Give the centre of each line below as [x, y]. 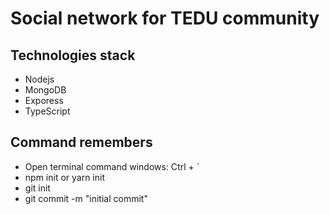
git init [37, 188]
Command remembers [81, 142]
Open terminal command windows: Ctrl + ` [112, 166]
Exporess [44, 100]
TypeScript [47, 111]
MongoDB [45, 90]
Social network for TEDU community [165, 18]
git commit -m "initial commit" [86, 198]
